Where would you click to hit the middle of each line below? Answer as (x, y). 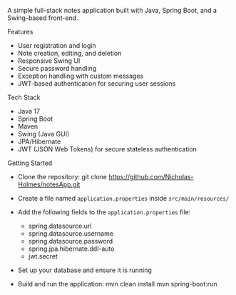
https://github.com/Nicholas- (151, 177)
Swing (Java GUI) (43, 134)
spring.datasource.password (71, 241)
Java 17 (29, 111)
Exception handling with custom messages (81, 76)
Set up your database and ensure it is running (84, 270)
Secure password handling (57, 68)
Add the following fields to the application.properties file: (104, 212)
